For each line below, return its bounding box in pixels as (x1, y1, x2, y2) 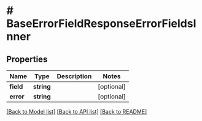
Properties (6, 54, 48, 64)
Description (56, 72, 92, 80)
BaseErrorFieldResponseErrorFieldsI (6, 16, 196, 31)
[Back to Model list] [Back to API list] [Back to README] (6, 108, 147, 115)
